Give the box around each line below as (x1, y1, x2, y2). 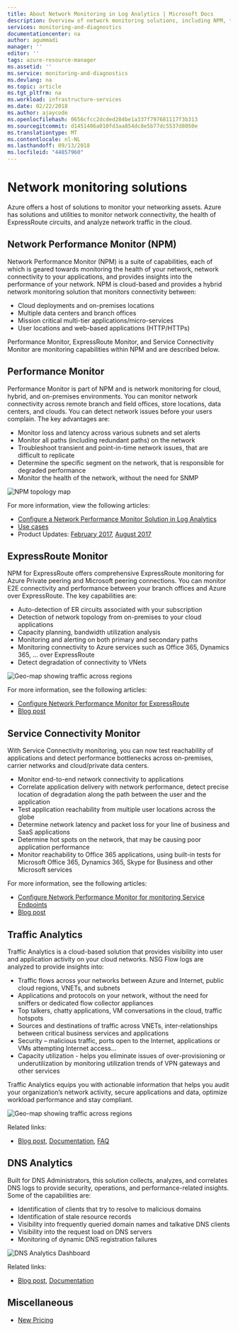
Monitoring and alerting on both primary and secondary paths (17, 635, 198, 644)
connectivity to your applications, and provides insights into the (7, 272, 193, 281)
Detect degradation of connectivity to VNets (17, 658, 147, 667)
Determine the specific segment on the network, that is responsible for (17, 458, 225, 467)
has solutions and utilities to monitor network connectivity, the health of (7, 210, 216, 218)
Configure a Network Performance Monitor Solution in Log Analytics (17, 515, 217, 523)
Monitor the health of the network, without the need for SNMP (17, 473, 199, 482)
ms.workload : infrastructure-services (7, 96, 122, 104)
